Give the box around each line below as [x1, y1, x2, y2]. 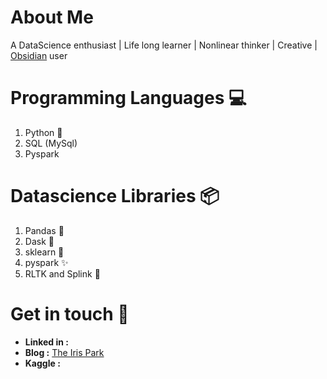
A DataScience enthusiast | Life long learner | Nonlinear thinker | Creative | [10, 39, 318, 51]
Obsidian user [10, 49, 68, 61]
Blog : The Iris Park [24, 346, 105, 358]
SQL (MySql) [24, 137, 78, 149]
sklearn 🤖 [24, 246, 65, 258]
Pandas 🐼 [24, 224, 65, 236]
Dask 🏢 [24, 235, 55, 247]
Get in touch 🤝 [10, 303, 130, 325]
